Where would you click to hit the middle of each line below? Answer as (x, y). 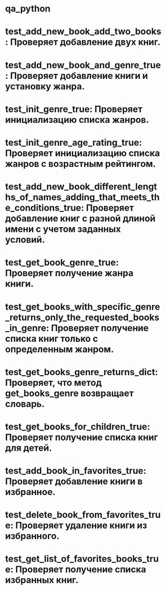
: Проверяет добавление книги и (77, 76)
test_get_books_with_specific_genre (83, 306)
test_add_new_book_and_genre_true (83, 65)
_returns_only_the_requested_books (82, 317)
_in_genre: (27, 328)
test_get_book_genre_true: (62, 263)
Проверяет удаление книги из (81, 526)
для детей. (29, 448)
